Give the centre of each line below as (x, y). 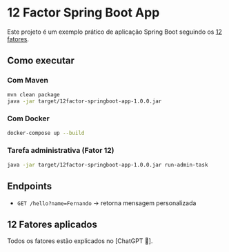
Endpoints (30, 186)
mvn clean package (33, 94)
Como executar (41, 61)
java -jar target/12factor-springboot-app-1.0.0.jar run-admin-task (108, 165)
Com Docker (28, 118)
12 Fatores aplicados (52, 224)
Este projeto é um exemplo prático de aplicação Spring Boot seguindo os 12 (114, 32)
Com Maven (28, 81)
